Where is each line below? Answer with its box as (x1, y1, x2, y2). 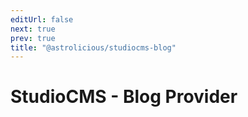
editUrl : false (10, 14, 74, 25)
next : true (10, 24, 56, 34)
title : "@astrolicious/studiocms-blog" (10, 42, 177, 53)
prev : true (10, 33, 56, 43)
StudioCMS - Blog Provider (10, 86, 238, 108)
